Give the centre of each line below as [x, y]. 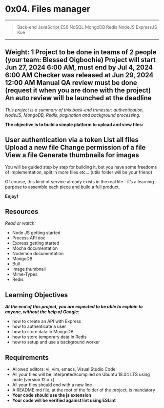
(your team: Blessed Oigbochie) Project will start [81, 60]
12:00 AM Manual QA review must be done [71, 83]
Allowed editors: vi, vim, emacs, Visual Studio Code [64, 369]
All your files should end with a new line [52, 385]
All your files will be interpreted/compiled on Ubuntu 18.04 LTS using [81, 374]
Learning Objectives [37, 295]
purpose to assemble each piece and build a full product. [62, 187]
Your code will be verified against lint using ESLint [64, 400]
